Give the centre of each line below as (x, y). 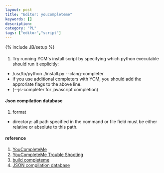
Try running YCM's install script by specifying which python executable (85, 58)
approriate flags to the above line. (47, 84)
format (19, 112)
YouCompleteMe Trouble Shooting (48, 155)
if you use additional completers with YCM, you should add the (77, 79)
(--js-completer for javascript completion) (55, 89)
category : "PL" (21, 28)
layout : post (19, 10)
